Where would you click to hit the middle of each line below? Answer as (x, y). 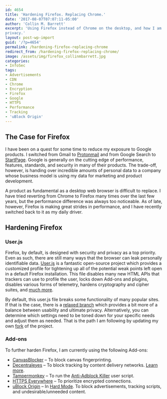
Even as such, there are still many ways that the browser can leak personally (84, 258)
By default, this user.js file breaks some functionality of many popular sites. (82, 299)
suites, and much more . (29, 290)
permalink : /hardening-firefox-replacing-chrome (57, 47)
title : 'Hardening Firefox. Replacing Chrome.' (56, 14)
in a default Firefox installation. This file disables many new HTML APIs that (82, 274)
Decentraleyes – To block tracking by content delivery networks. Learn (85, 365)
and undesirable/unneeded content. (49, 391)
